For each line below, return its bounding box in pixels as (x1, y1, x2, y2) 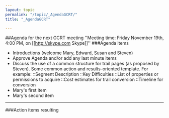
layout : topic (5, 7, 35, 13)
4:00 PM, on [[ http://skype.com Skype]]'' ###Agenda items (5, 40, 129, 46)
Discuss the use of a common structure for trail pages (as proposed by (12, 61, 159, 67)
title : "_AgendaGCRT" (5, 17, 51, 22)
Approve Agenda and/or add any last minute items (12, 55, 117, 61)
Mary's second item (12, 92, 54, 98)
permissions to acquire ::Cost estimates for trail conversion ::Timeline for (12, 76, 163, 83)
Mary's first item (12, 87, 47, 93)
